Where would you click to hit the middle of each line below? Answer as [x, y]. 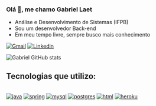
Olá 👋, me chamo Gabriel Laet [49, 9]
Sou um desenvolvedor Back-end [55, 28]
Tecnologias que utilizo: [51, 76]
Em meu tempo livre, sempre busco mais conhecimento [82, 35]
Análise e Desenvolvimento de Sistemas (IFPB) [71, 22]
